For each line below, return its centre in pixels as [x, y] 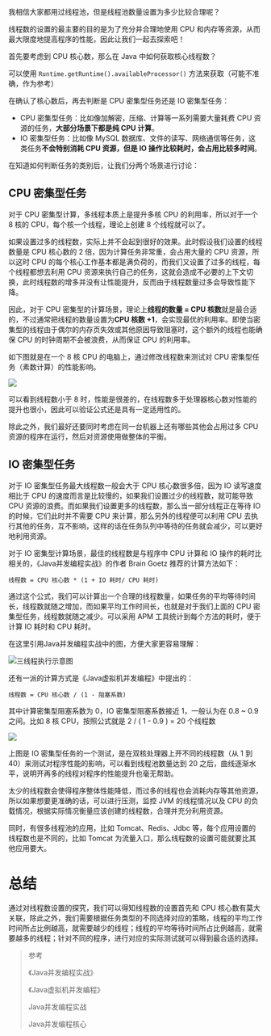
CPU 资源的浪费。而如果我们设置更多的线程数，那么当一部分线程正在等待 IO [134, 505]
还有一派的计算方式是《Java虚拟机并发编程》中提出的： [101, 678]
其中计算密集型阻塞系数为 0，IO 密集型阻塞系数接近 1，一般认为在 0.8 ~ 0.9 [133, 710]
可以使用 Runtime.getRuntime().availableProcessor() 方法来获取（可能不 [130, 74]
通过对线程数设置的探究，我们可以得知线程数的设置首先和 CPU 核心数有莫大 [134, 908]
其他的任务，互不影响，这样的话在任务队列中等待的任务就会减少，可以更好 [139, 526]
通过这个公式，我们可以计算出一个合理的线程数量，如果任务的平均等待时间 [132, 596]
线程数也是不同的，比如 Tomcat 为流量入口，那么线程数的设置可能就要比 [129, 838]
